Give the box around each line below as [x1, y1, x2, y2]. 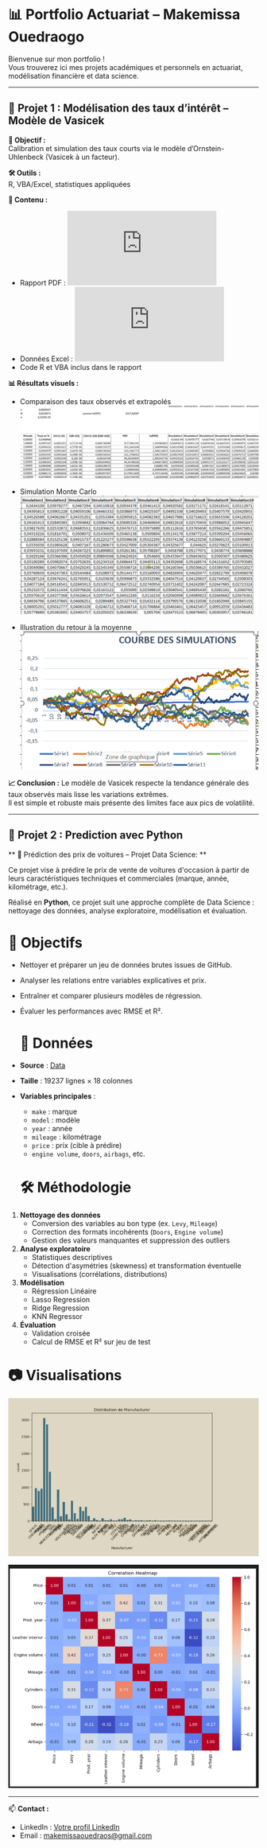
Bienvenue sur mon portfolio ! [8, 54, 105, 64]
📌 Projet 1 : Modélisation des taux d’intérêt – [8, 102, 229, 115]
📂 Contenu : [8, 195, 48, 204]
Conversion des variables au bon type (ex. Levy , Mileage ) [31, 1218, 219, 1228]
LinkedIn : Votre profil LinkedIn [19, 1823, 121, 1832]
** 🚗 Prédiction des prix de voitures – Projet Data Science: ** [8, 850, 207, 859]
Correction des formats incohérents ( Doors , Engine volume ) [31, 1227, 224, 1236]
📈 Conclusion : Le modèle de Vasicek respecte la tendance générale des [8, 778, 250, 788]
